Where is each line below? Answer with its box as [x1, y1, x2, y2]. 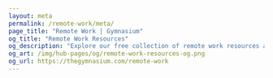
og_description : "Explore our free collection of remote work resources [8, 42, 260, 50]
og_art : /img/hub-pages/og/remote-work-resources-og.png [8, 50, 206, 58]
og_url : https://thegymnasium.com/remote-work [8, 58, 169, 66]
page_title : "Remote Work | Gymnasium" [8, 27, 144, 35]
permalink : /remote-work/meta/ [8, 19, 115, 28]
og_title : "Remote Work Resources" [8, 34, 129, 43]
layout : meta [8, 11, 53, 20]
